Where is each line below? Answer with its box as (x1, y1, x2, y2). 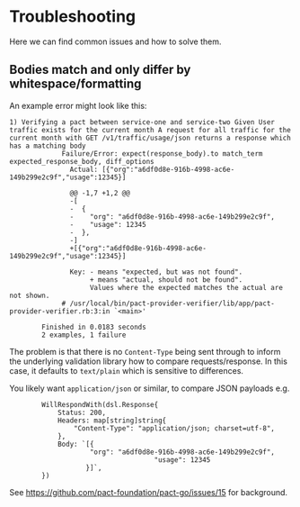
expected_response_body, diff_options (9, 157, 154, 166)
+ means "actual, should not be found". (89, 275, 243, 285)
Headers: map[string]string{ (57, 416, 167, 425)
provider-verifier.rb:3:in (9, 306, 110, 316)
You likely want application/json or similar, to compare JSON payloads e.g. (9, 383, 290, 394)
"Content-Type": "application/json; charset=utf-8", (73, 423, 276, 433)
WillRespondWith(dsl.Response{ (41, 400, 159, 409)
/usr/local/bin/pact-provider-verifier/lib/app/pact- (69, 299, 276, 308)
